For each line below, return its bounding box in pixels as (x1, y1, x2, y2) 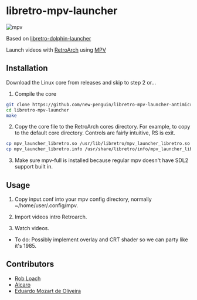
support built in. (14, 163, 53, 170)
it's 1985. (14, 242, 37, 249)
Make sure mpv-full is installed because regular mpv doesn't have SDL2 (14, 157, 189, 164)
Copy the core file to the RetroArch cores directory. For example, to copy (14, 123, 191, 130)
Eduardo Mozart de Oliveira (14, 287, 81, 294)
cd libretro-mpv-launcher (6, 107, 69, 113)
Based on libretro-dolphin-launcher (6, 35, 91, 42)
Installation (6, 63, 48, 73)
